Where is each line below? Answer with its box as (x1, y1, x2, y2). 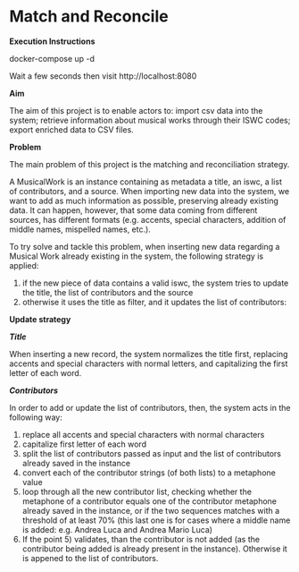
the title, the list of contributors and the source (21, 286, 194, 297)
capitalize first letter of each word (21, 439, 147, 449)
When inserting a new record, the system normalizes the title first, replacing (9, 348, 288, 359)
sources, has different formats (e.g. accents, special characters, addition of (9, 214, 287, 225)
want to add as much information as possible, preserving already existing (9, 195, 279, 206)
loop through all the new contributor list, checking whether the (21, 486, 253, 497)
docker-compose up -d (9, 53, 96, 64)
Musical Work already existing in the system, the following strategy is (9, 251, 264, 261)
